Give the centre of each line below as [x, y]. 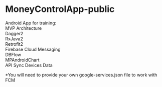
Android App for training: [31, 23]
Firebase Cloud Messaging [33, 49]
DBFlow [13, 54]
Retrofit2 [14, 44]
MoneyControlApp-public [60, 9]
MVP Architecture [24, 28]
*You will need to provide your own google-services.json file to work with [81, 75]
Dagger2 [14, 33]
